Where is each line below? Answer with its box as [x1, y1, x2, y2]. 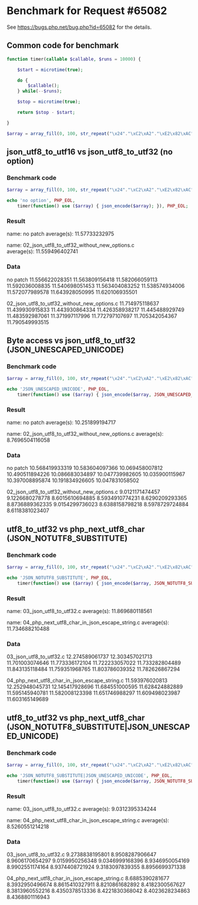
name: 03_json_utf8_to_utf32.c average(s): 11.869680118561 [6, 608, 152, 615]
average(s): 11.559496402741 [6, 248, 78, 255]
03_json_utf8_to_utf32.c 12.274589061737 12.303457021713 [6, 653, 153, 660]
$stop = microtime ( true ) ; [17, 99, 81, 105]
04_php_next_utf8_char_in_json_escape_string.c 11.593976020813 [6, 677, 168, 684]
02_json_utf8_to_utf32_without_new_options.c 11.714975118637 [6, 300, 159, 307]
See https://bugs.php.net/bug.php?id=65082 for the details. [6, 23, 152, 31]
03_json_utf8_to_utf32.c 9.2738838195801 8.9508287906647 [6, 851, 157, 858]
